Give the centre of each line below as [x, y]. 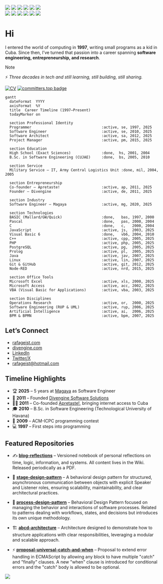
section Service [26, 166]
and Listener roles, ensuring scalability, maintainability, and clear [77, 488]
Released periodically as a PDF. [44, 468]
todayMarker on [25, 114]
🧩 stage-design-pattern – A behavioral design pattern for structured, [82, 477]
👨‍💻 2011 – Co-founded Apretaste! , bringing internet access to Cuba [80, 403]
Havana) [21, 416]
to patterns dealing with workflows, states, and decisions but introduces [85, 513]
